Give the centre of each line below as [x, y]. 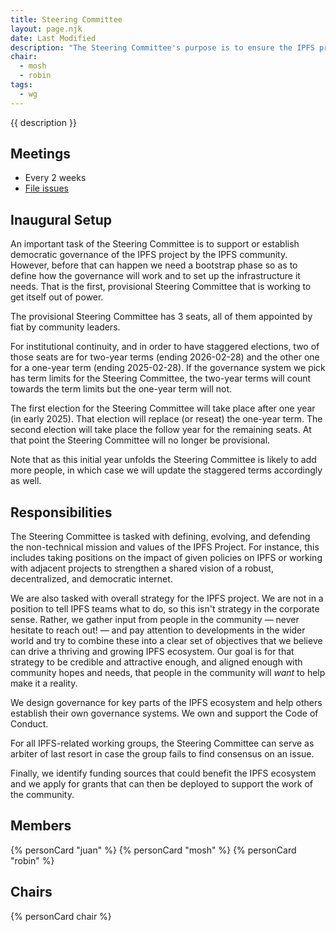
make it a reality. [44, 683]
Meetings [41, 154]
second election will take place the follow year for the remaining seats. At [161, 430]
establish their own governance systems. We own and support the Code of [164, 713]
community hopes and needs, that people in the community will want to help [168, 673]
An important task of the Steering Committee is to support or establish [155, 244]
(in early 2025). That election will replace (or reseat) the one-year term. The [166, 419]
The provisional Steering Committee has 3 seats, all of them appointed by [161, 317]
